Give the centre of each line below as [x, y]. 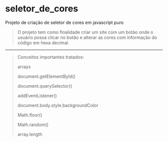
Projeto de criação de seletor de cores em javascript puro [64, 22]
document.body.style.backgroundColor [58, 105]
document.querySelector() [45, 86]
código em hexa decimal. [43, 42]
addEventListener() [37, 96]
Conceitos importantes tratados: [50, 57]
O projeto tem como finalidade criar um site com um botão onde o [85, 32]
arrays [24, 67]
